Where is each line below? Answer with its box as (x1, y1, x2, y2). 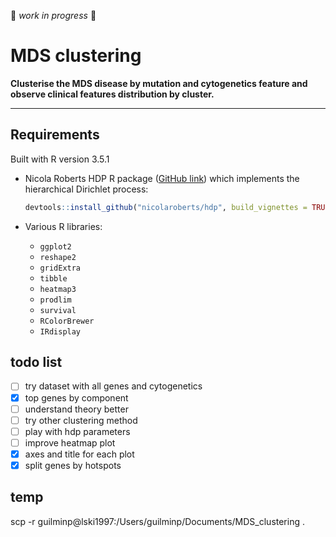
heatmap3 (39, 284, 77, 294)
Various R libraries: (24, 220, 103, 232)
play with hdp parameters (24, 425, 131, 437)
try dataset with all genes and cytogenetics (24, 380, 203, 392)
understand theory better (24, 403, 129, 415)
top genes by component (24, 391, 129, 404)
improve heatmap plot (24, 436, 116, 449)
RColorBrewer (39, 316, 95, 326)
